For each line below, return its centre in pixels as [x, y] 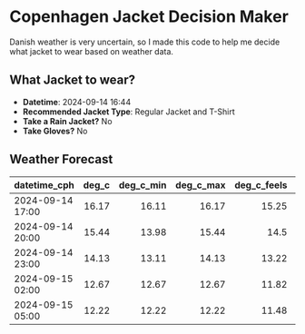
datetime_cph [44, 185]
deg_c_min [143, 185]
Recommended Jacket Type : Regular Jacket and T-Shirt [129, 112]
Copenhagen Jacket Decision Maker [149, 17]
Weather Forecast [61, 159]
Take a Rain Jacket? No [67, 121]
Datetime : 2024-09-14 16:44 [77, 102]
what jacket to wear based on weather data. [92, 51]
